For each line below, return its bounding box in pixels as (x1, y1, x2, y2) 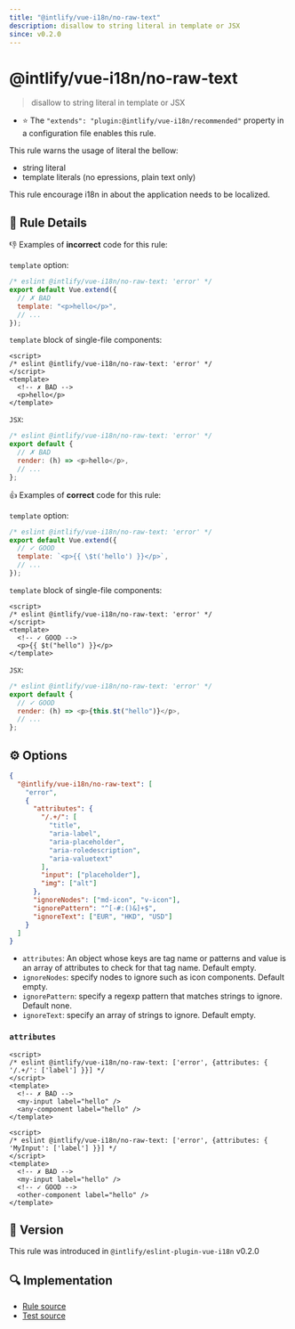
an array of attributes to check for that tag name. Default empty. (21, 963, 257, 974)
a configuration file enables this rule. (21, 128, 156, 139)
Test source (21, 1310, 67, 1321)
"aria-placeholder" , (48, 837, 125, 846)
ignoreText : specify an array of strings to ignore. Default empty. (21, 1010, 256, 1021)
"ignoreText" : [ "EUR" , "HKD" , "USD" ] (32, 912, 173, 921)
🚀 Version (9, 1222, 64, 1237)
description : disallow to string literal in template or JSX (9, 21, 241, 30)
